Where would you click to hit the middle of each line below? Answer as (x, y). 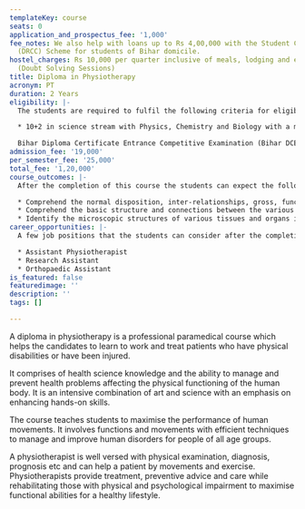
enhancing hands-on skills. (60, 402)
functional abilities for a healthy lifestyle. (85, 494)
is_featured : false (46, 278)
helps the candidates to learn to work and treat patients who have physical (149, 346)
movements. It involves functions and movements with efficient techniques (149, 429)
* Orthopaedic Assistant (64, 269)
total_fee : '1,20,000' (52, 169)
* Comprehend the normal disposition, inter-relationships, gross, (148, 202)
